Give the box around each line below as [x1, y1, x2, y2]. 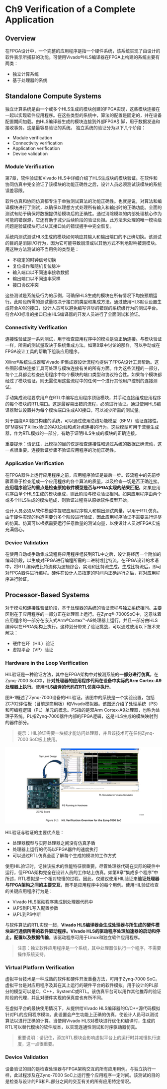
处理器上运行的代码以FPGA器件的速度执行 [12, 846, 98, 853]
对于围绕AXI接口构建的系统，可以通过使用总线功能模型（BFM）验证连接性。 [5, 418, 162, 424]
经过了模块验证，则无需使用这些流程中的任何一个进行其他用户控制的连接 [5, 378, 153, 384]
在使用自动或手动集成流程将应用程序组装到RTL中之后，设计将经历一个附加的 [5, 551, 162, 557]
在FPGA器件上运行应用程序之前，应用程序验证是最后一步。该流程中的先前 [5, 472, 156, 478]
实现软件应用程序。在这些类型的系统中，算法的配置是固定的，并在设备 [18, 112, 162, 118]
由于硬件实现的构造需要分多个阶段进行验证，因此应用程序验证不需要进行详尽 [5, 514, 162, 520]
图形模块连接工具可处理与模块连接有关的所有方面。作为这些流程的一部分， [9, 365, 162, 371]
